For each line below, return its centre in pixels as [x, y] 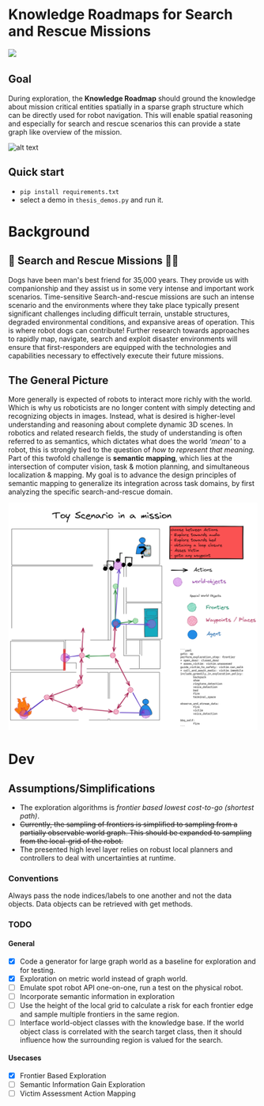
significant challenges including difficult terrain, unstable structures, [119, 314]
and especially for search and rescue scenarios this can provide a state [124, 124]
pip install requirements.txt [70, 192]
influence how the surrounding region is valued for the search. [121, 1039]
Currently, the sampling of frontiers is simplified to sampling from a [128, 824]
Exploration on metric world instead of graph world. [104, 979]
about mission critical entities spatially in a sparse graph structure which [126, 106]
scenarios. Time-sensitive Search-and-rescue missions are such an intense [131, 296]
